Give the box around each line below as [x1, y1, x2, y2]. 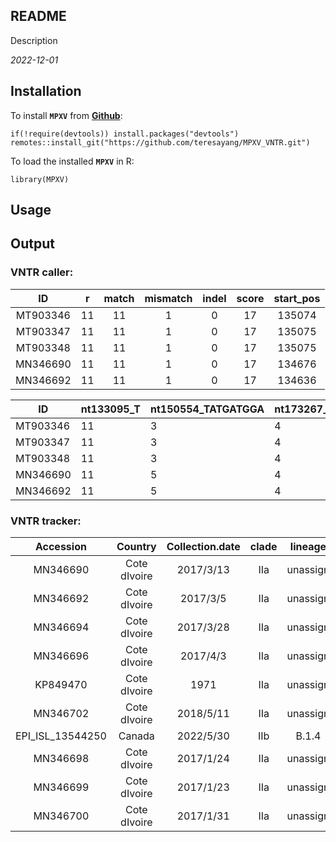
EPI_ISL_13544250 [15, 729, 107, 743]
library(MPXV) [10, 174, 70, 184]
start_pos [273, 291, 321, 305]
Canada [118, 729, 155, 743]
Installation [10, 83, 82, 100]
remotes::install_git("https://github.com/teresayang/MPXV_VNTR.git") [10, 137, 311, 148]
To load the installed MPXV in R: [10, 155, 135, 167]
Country [116, 540, 157, 553]
